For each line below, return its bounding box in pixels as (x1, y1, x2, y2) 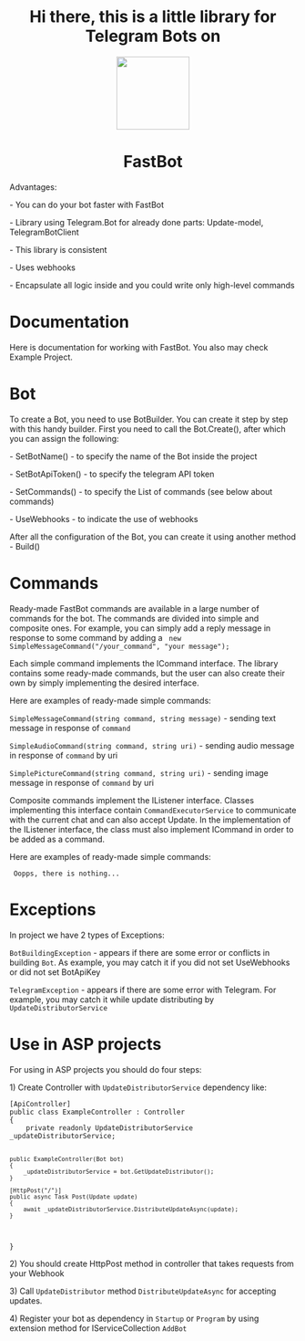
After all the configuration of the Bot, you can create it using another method (9, 531, 297, 542)
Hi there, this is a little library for (29, 6, 277, 27)
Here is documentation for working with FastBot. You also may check (9, 341, 269, 352)
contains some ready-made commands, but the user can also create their (9, 667, 285, 678)
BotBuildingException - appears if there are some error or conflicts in (9, 947, 270, 958)
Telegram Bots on (85, 26, 221, 47)
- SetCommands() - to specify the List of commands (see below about (9, 486, 273, 497)
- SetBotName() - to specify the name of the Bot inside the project (9, 450, 258, 462)
